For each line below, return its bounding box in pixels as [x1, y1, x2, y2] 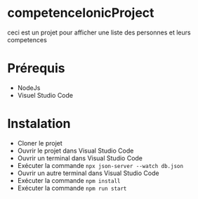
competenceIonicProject [7, 5, 154, 21]
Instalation [7, 116, 71, 131]
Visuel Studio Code [17, 91, 74, 99]
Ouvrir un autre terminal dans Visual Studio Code [17, 169, 159, 177]
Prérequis [7, 60, 65, 77]
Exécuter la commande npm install [17, 176, 121, 184]
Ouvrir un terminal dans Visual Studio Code [17, 153, 143, 162]
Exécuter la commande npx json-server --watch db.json [17, 161, 184, 169]
